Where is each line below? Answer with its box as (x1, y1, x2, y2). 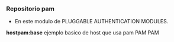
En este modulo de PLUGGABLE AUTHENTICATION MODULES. (14, 18, 169, 25)
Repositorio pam (6, 5, 55, 13)
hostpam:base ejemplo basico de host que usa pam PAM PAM (6, 29, 159, 36)
